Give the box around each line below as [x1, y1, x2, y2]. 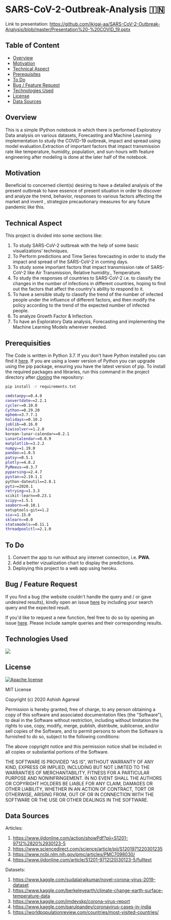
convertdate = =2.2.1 [5, 398, 47, 403]
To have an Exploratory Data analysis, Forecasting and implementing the [12, 318, 165, 325]
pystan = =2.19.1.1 [5, 474, 42, 479]
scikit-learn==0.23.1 [5, 493, 52, 499]
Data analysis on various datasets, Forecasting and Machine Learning [5, 132, 152, 138]
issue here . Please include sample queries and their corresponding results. [5, 619, 163, 626]
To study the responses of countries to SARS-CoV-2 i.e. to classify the [12, 275, 161, 281]
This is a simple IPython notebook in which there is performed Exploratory [5, 126, 161, 133]
